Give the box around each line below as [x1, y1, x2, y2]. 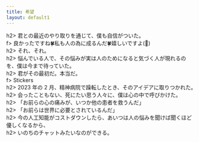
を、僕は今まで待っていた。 [6, 62, 75, 69]
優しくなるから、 [6, 121, 49, 129]
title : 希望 [6, 8, 34, 15]
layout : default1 [6, 15, 50, 21]
